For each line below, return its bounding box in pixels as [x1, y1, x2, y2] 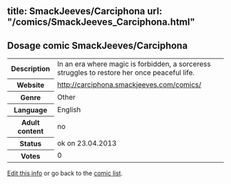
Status [19, 139, 42, 148]
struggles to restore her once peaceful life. [57, 68, 195, 78]
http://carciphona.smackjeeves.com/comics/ [57, 79, 201, 89]
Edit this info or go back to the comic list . [7, 169, 123, 177]
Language [13, 105, 47, 114]
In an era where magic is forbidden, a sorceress [57, 59, 211, 69]
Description [11, 63, 50, 73]
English [57, 105, 81, 114]
